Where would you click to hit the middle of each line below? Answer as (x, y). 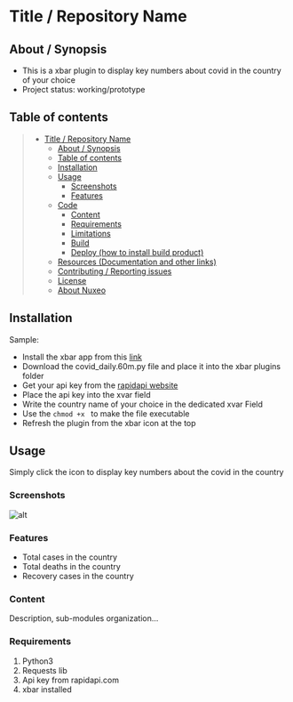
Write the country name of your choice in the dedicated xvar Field (143, 404)
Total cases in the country (70, 557)
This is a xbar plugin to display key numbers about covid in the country (151, 70)
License (72, 280)
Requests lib (45, 670)
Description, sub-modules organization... (84, 618)
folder (33, 375)
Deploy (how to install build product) (137, 252)
